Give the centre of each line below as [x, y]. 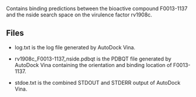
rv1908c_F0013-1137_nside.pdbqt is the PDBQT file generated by [93, 59]
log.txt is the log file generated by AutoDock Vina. [75, 47]
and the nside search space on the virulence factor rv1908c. [79, 15]
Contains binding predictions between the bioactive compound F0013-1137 [97, 9]
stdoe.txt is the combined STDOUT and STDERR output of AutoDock [97, 82]
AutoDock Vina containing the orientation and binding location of [93, 65]
